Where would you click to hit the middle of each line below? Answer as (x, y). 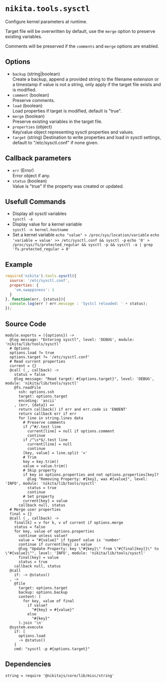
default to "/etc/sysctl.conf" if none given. (55, 142)
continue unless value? (43, 536)
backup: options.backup (43, 592)
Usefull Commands (36, 201)
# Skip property (40, 470)
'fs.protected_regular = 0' (41, 249)
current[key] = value (45, 501)
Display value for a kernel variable (47, 224)
